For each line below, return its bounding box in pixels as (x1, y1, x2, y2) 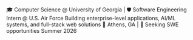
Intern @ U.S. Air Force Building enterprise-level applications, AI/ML (6, 15, 176, 21)
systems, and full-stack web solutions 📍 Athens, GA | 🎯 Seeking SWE (6, 21, 179, 28)
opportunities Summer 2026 (6, 27, 77, 34)
